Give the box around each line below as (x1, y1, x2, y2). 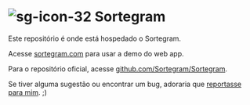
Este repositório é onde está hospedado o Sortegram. (8, 34, 182, 43)
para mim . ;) (8, 87, 47, 97)
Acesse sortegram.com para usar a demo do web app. (8, 49, 184, 58)
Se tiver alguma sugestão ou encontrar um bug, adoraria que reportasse (8, 79, 241, 89)
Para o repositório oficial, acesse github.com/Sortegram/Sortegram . (8, 63, 228, 74)
